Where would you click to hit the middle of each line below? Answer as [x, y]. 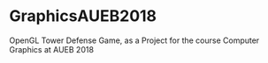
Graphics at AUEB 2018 [52, 49]
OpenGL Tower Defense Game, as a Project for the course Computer [134, 40]
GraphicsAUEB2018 [83, 16]
